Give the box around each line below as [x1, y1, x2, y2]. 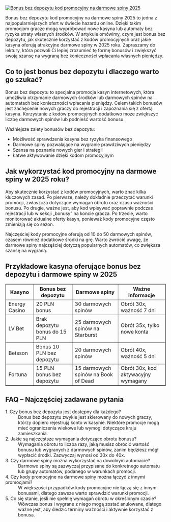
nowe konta [120, 328, 149, 336]
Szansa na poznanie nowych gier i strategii [12, 147, 103, 153]
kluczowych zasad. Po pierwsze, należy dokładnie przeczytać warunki [5, 194, 153, 200]
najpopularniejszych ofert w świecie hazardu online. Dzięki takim [5, 20, 141, 26]
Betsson [8, 350, 28, 357]
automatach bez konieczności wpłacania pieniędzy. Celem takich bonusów [5, 100, 163, 106]
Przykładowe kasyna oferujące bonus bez [5, 262, 141, 271]
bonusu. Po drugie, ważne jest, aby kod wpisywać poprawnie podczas [5, 205, 153, 211]
